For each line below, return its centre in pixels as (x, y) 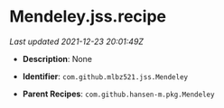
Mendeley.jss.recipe (88, 17)
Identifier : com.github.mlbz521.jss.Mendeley (105, 76)
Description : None (57, 58)
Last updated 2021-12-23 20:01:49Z (77, 41)
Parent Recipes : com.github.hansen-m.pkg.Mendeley (118, 94)
